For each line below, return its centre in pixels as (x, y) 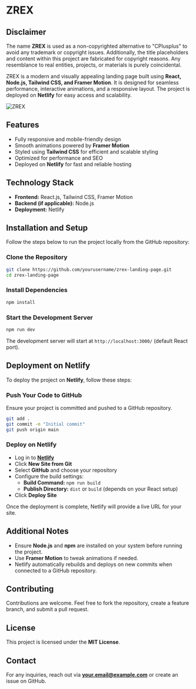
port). (13, 347)
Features (23, 125)
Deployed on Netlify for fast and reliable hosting (73, 164)
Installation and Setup (47, 228)
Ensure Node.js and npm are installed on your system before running (98, 545)
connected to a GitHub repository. (55, 570)
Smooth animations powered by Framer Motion (72, 145)
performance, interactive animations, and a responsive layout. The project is (98, 89)
